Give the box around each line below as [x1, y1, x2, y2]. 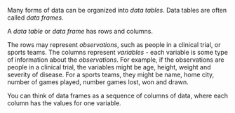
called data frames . [7, 13, 65, 22]
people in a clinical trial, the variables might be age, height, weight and [7, 63, 212, 71]
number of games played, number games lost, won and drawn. [7, 78, 189, 86]
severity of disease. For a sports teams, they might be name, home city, [7, 70, 215, 79]
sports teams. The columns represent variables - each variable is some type [7, 48, 228, 56]
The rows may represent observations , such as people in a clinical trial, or [7, 41, 221, 48]
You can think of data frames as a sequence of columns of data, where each [7, 91, 229, 100]
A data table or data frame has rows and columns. [7, 27, 153, 35]
